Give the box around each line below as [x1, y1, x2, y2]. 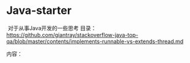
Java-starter [6, 4, 72, 18]
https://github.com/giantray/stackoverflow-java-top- [6, 31, 139, 38]
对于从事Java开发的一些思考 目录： [7, 24, 97, 31]
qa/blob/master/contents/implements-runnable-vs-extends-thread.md [6, 38, 184, 45]
